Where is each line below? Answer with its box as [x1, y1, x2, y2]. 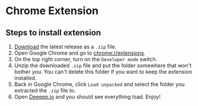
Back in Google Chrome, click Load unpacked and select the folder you [14, 81, 185, 88]
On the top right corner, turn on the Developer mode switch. [14, 56, 158, 62]
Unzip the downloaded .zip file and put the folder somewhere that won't [14, 62, 192, 69]
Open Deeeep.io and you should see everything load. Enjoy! [14, 93, 161, 100]
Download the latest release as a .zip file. [14, 43, 117, 50]
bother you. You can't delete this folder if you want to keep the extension [14, 68, 193, 75]
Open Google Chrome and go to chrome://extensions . [14, 49, 146, 57]
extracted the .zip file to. [14, 87, 76, 94]
